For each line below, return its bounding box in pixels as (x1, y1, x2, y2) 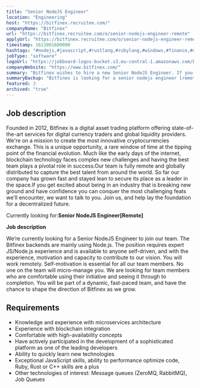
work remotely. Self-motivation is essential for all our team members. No (6, 260, 184, 267)
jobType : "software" (6, 53, 58, 59)
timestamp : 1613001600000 (6, 42, 70, 48)
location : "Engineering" (6, 14, 68, 20)
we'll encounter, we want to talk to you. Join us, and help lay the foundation (6, 194, 192, 201)
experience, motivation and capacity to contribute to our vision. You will (6, 254, 182, 261)
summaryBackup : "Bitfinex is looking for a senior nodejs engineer (6, 75, 177, 81)
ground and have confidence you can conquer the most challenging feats (6, 187, 186, 194)
